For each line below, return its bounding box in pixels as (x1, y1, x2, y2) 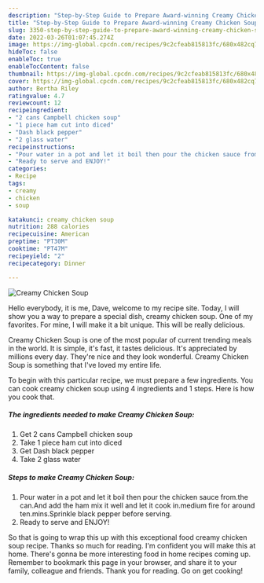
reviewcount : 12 (8, 99, 61, 107)
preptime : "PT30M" (8, 237, 68, 246)
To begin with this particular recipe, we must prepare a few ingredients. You (8, 375, 254, 385)
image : (8, 41, 30, 49)
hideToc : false (8, 48, 58, 56)
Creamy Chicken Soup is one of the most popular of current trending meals (8, 335, 252, 344)
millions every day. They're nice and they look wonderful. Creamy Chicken (8, 351, 249, 361)
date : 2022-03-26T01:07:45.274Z (8, 33, 114, 42)
